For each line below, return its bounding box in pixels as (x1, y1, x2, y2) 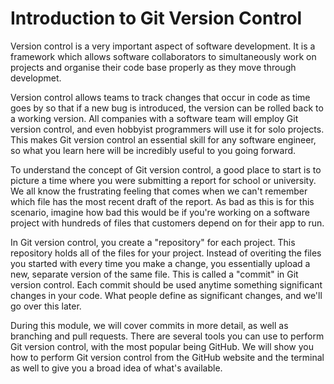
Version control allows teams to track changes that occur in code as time (10, 91, 311, 103)
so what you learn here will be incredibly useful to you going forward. (10, 144, 297, 156)
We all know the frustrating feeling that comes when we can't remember (10, 185, 308, 197)
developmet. (10, 72, 62, 84)
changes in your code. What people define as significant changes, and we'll (10, 289, 323, 301)
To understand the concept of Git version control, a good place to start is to (10, 163, 322, 176)
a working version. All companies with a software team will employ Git (10, 112, 299, 124)
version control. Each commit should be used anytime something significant (10, 278, 323, 291)
